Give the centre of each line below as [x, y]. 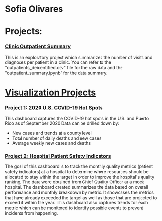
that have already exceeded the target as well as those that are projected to [81, 198]
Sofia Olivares [34, 9]
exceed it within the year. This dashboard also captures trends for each [77, 203]
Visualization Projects [51, 92]
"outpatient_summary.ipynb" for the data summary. [57, 73]
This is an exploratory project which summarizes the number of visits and [79, 57]
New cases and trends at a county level [52, 133]
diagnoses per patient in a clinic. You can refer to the [58, 62]
